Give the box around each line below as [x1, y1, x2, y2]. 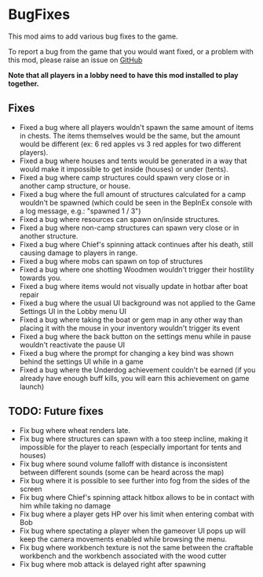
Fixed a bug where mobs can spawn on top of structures [19, 256, 203, 265]
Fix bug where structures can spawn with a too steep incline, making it [19, 434, 249, 443]
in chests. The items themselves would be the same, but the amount [19, 131, 241, 140]
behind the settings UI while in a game [19, 357, 144, 366]
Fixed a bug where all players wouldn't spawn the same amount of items [19, 122, 254, 131]
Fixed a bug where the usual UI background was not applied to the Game [19, 298, 256, 308]
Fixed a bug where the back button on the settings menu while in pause [19, 331, 251, 341]
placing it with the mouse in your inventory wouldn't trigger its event [19, 323, 240, 332]
